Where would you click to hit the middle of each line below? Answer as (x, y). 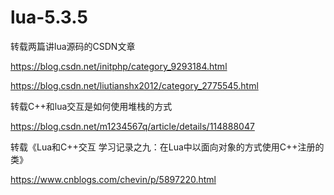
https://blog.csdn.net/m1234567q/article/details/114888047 (132, 126)
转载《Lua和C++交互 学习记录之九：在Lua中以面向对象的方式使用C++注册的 (167, 147)
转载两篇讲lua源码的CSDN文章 (73, 46)
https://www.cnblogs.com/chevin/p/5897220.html (113, 179)
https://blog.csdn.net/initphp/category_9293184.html (119, 66)
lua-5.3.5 (49, 17)
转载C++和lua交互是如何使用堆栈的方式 (91, 106)
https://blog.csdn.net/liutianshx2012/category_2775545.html (134, 85)
